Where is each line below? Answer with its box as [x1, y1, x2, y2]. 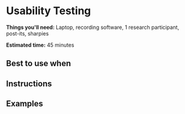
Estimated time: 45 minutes [6, 41, 74, 48]
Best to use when [6, 58, 71, 69]
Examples [6, 99, 43, 109]
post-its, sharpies [6, 30, 49, 37]
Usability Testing [6, 4, 92, 18]
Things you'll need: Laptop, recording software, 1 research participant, [6, 24, 179, 31]
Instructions [6, 79, 52, 89]
